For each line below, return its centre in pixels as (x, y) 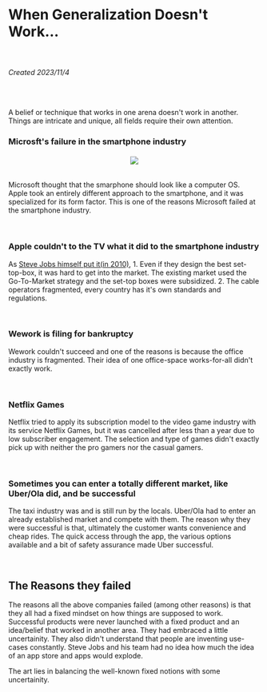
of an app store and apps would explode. (76, 656)
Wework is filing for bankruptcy (71, 334)
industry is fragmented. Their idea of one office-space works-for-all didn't (131, 360)
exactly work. (30, 368)
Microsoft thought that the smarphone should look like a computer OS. (124, 185)
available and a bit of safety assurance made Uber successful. (111, 545)
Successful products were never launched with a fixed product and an (124, 622)
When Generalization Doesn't (108, 15)
